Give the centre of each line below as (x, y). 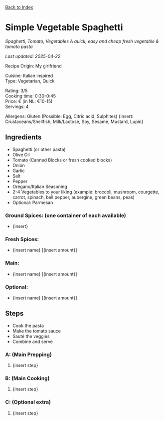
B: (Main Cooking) (27, 378)
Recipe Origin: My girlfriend (34, 66)
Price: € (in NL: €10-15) (29, 101)
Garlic (18, 170)
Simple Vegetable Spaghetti (64, 27)
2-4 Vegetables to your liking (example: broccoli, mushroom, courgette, (86, 191)
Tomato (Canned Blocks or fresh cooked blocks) (62, 160)
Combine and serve (33, 341)
